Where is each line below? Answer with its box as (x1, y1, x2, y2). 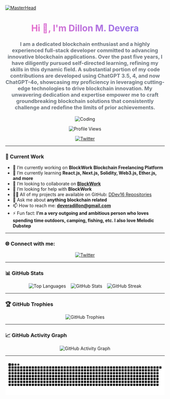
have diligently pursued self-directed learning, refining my (12, 60, 158, 67)
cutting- (144, 79, 165, 86)
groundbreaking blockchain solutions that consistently (16, 98, 154, 105)
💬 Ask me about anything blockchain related (12, 197, 107, 203)
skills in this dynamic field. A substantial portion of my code (10, 66, 160, 73)
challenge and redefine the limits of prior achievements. (14, 104, 156, 111)
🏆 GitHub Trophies (5, 301, 54, 308)
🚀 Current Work (5, 153, 45, 160)
